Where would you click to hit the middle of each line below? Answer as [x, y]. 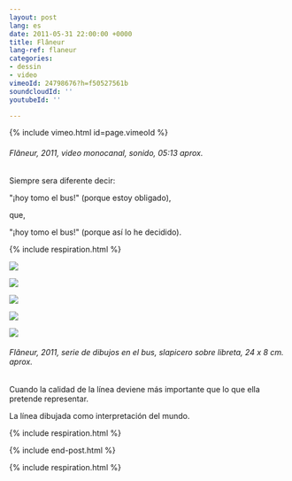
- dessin [25, 67]
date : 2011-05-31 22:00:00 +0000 [71, 34]
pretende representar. [49, 399]
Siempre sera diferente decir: [62, 180]
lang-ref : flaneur [43, 50]
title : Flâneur [37, 42]
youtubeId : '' [35, 100]
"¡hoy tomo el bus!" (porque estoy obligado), [90, 198]
